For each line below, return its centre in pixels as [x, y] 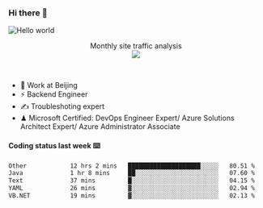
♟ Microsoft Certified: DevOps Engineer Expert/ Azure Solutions [127, 118]
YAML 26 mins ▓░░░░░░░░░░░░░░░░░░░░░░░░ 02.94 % [131, 189]
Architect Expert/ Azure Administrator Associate [100, 127]
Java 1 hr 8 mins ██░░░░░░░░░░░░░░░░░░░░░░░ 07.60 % [131, 173]
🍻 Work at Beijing [49, 85]
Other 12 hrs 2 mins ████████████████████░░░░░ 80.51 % [131, 166]
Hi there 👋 [28, 13]
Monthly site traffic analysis [136, 46]
